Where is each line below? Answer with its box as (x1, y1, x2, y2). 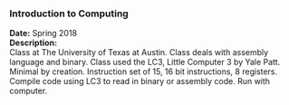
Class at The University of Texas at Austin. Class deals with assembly (9, 47, 269, 58)
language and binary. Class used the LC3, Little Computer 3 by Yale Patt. (9, 57, 281, 68)
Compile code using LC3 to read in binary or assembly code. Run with (9, 76, 270, 87)
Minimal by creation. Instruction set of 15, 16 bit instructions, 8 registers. (9, 66, 278, 77)
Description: (9, 37, 57, 48)
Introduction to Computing (9, 7, 129, 20)
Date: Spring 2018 (9, 28, 78, 39)
